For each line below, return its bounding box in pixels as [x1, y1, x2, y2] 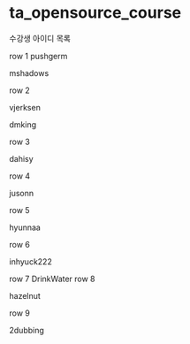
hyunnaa [9, 222, 42, 233]
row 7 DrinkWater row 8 [9, 273, 95, 284]
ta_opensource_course [9, 3, 182, 23]
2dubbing [9, 325, 44, 335]
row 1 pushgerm [9, 50, 68, 61]
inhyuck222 [9, 256, 53, 267]
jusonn [9, 187, 34, 198]
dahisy [9, 153, 34, 164]
